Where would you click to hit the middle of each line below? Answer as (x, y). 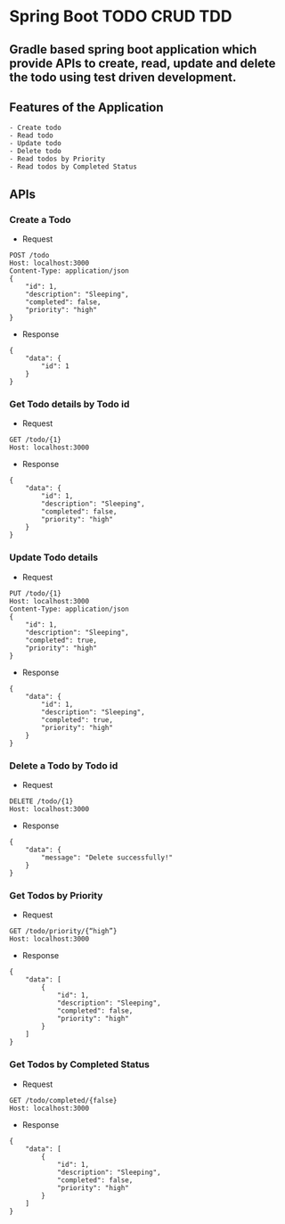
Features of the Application (86, 107)
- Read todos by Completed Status (73, 167)
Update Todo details (54, 557)
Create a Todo (40, 219)
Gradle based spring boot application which (133, 49)
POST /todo (29, 256)
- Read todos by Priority (57, 159)
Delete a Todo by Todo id (64, 766)
